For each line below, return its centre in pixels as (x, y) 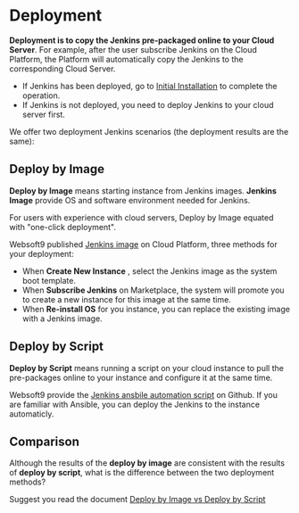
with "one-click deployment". (62, 227)
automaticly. (32, 414)
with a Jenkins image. (62, 319)
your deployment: (42, 253)
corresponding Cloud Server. (62, 69)
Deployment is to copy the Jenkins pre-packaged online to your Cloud (142, 40)
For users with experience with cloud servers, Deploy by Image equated (141, 217)
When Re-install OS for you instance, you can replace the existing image (156, 309)
